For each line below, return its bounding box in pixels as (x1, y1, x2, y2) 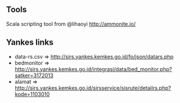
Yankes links (6, 38, 54, 48)
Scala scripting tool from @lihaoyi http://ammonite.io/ (6, 20, 136, 27)
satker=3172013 (14, 72, 54, 79)
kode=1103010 (14, 91, 50, 98)
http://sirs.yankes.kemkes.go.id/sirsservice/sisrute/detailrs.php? (14, 84, 171, 91)
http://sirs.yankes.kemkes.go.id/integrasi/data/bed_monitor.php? (14, 65, 172, 72)
